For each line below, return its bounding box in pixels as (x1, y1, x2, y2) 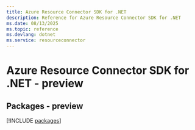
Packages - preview (6, 101, 83, 111)
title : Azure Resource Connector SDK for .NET (6, 9, 127, 15)
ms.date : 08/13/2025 (6, 20, 59, 26)
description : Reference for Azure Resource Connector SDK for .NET (6, 15, 182, 21)
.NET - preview (6, 77, 83, 90)
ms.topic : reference (6, 26, 59, 32)
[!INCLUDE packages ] (6, 117, 62, 124)
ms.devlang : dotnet (6, 32, 56, 38)
